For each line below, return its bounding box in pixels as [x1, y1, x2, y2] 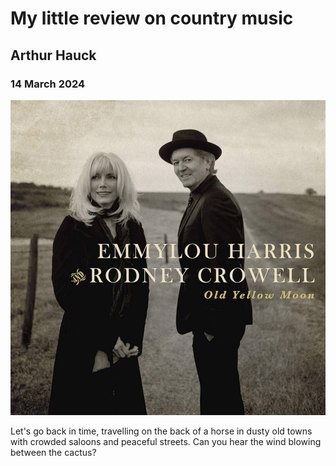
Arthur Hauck [10, 47, 97, 64]
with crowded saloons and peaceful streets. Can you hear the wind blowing [10, 435, 322, 447]
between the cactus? [10, 446, 97, 458]
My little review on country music [10, 7, 294, 30]
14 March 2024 [10, 77, 86, 91]
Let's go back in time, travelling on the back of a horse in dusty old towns [10, 425, 313, 437]
